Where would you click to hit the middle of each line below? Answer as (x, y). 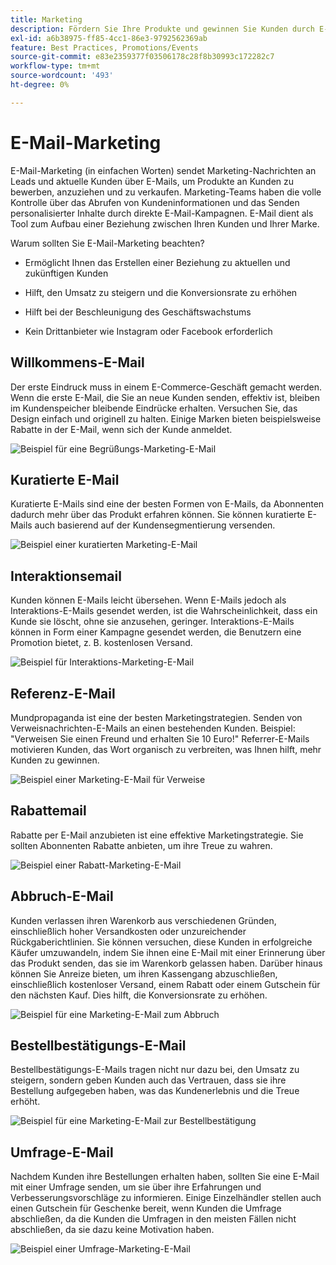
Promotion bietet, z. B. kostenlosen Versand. (101, 643)
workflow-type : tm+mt (55, 66)
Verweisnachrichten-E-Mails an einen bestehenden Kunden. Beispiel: (153, 728)
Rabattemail (48, 811)
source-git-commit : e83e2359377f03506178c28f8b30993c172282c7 (142, 57)
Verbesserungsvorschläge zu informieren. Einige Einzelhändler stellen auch (166, 1198)
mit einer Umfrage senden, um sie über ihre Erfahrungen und (136, 1187)
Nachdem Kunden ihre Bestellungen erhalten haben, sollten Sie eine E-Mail (165, 1177)
